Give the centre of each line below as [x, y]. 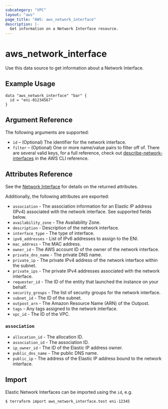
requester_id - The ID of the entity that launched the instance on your [85, 282]
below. [19, 217]
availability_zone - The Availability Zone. [57, 222]
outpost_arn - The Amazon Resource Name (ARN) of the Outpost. [81, 303]
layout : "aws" [20, 15]
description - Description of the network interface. [66, 228]
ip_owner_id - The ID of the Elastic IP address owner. [68, 348]
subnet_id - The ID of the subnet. [47, 298]
